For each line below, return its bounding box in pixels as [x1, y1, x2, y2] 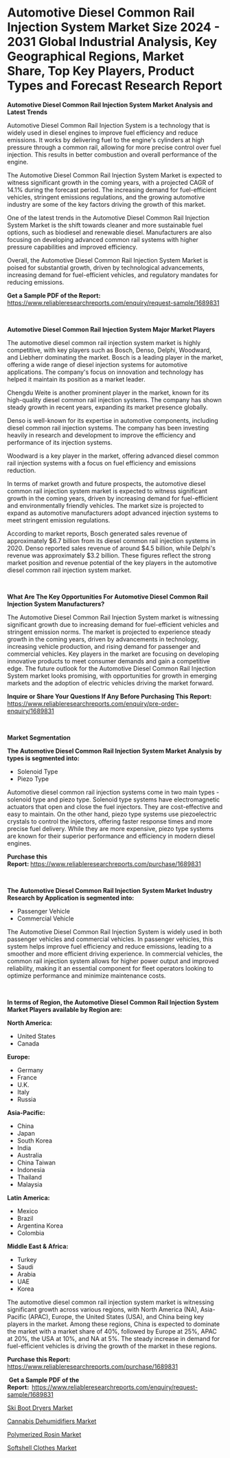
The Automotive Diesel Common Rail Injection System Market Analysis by [7, 747, 222, 755]
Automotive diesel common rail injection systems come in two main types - [7, 788, 220, 796]
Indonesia [16, 1165, 45, 1173]
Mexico [16, 1206, 38, 1215]
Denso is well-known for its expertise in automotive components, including [7, 416, 218, 424]
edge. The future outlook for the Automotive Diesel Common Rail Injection [7, 664, 216, 672]
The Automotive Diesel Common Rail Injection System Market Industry [7, 886, 213, 894]
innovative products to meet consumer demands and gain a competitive [7, 656, 211, 665]
